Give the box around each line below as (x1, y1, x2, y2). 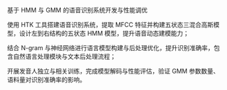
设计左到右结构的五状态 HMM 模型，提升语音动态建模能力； (19, 30, 190, 37)
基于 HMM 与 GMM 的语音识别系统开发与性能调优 (7, 6, 148, 14)
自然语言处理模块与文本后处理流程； (12, 52, 116, 60)
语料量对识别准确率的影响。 (7, 76, 86, 84)
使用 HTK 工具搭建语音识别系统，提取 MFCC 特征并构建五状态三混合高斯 (7, 21, 214, 29)
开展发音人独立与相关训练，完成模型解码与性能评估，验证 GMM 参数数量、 (7, 67, 219, 75)
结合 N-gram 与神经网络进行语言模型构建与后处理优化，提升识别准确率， (7, 44, 214, 52)
